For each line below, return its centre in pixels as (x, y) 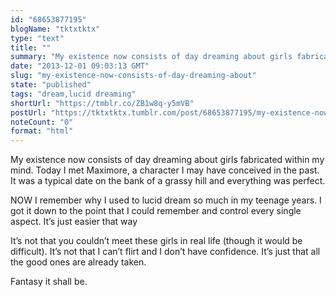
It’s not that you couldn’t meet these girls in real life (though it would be (156, 241)
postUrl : (28, 112)
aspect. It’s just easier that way (74, 222)
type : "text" (37, 38)
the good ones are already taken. (78, 262)
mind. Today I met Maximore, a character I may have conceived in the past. (165, 170)
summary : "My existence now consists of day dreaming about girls (151, 57)
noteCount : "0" (42, 122)
